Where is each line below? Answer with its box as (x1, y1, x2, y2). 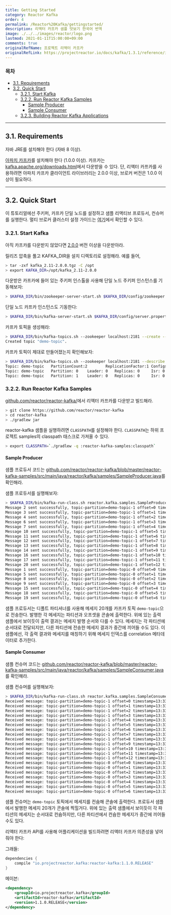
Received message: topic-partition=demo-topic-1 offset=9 (5, 741, 131, 747)
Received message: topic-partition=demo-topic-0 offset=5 (5, 784, 131, 789)
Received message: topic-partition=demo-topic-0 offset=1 (5, 765, 131, 771)
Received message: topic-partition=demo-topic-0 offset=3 (5, 774, 131, 780)
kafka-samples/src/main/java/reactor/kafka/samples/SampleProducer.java (5, 473, 161, 479)
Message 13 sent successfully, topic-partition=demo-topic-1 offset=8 (5, 543, 158, 549)
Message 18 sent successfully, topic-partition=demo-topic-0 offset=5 (5, 590, 158, 596)
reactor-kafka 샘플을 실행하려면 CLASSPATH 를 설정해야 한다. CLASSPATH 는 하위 (5, 427, 159, 433)
